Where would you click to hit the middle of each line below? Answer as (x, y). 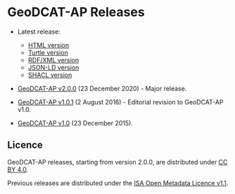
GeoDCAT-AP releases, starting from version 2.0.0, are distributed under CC (118, 162)
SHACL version (50, 75)
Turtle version (48, 53)
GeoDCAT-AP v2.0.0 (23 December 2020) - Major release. (102, 88)
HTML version (49, 45)
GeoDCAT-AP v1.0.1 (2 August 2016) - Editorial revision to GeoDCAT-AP (120, 102)
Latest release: (39, 32)
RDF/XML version (53, 60)
